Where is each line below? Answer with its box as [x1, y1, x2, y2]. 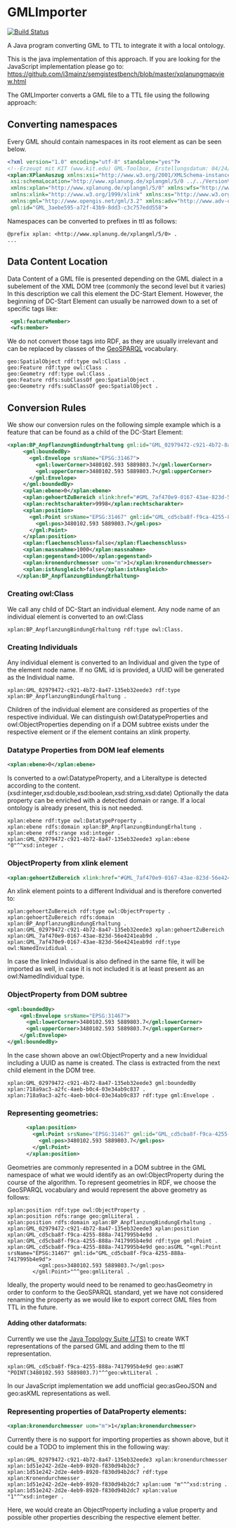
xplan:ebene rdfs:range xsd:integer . [7, 830, 121, 837]
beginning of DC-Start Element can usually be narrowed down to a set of [7, 297, 218, 305]
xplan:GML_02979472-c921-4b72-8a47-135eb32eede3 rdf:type [7, 687, 181, 694]
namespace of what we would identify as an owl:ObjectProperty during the [7, 1170, 225, 1179]
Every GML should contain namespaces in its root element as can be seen [7, 137, 222, 146]
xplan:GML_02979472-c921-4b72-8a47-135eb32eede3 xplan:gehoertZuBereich [7, 926, 225, 934]
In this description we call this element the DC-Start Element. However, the [7, 289, 223, 297]
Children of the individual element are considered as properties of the [7, 705, 209, 714]
